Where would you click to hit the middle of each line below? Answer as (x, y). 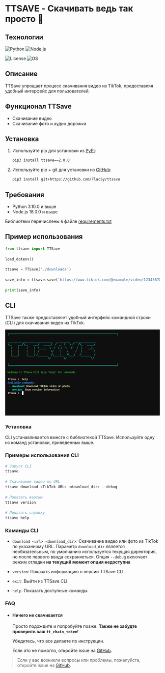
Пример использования (44, 237)
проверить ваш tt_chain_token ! (45, 631)
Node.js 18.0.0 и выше (35, 212)
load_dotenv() (20, 259)
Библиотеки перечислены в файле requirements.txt (58, 221)
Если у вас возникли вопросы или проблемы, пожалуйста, (79, 660)
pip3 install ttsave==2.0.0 (41, 160)
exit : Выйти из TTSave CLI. (40, 581)
